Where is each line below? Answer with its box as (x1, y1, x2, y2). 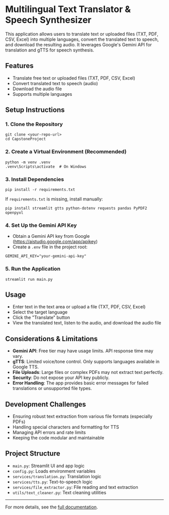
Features (5, 61, 34, 70)
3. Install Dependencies (5, 175, 64, 182)
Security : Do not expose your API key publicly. (12, 374, 110, 381)
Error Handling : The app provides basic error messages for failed (12, 380, 149, 386)
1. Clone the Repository (5, 121, 63, 128)
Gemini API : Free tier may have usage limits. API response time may (12, 348, 153, 354)
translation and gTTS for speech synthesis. (5, 47, 95, 53)
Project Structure (5, 449, 60, 458)
